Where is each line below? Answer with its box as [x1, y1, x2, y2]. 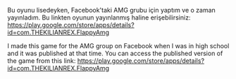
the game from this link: [7, 57, 76, 65]
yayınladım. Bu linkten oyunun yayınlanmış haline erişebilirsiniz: [7, 13, 191, 22]
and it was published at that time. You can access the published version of [7, 49, 223, 57]
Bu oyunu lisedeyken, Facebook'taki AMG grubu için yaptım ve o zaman [7, 6, 216, 14]
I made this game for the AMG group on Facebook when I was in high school [7, 42, 230, 50]
